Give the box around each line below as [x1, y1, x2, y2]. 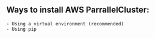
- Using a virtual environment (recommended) [6, 21, 124, 27]
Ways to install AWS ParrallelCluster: [6, 5, 150, 15]
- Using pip [6, 26, 37, 32]
